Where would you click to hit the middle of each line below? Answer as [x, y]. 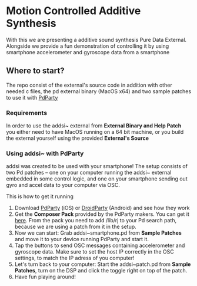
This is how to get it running [40, 196]
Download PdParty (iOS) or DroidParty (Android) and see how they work [102, 208]
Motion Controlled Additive [74, 11]
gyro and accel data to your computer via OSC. [63, 185]
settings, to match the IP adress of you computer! [74, 258]
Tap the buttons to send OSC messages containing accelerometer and [100, 245]
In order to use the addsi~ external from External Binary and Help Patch [94, 126]
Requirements [27, 113]
